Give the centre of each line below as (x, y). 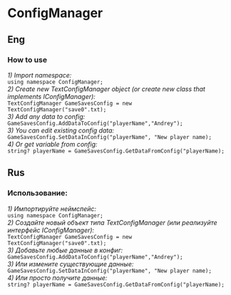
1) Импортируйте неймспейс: (52, 209)
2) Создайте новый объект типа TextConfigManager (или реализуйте (112, 222)
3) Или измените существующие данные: (71, 264)
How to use (27, 60)
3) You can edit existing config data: (61, 130)
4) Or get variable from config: (52, 144)
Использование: (37, 193)
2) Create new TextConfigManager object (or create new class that (106, 89)
